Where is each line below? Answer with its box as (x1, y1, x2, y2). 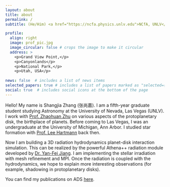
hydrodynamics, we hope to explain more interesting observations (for (5, 161, 152, 167)
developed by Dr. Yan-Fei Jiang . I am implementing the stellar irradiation (5, 150, 156, 156)
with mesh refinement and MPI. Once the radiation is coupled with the (5, 155, 151, 162)
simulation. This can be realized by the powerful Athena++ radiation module (5, 144, 163, 150)
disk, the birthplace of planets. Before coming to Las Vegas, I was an (5, 118, 148, 124)
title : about (5, 12, 33, 17)
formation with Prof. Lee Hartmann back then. (5, 129, 101, 135)
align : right (10, 36, 37, 41)
